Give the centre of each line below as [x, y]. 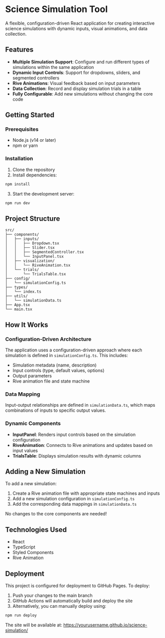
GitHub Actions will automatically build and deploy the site [72, 601]
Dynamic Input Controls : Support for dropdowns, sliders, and [76, 72]
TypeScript [24, 547]
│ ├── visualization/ [30, 261]
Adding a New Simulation [45, 471]
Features [19, 50]
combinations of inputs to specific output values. [56, 410]
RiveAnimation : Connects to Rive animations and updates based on [82, 445]
